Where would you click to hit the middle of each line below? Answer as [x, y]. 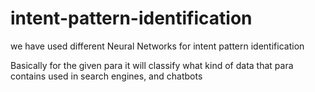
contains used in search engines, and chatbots [106, 76]
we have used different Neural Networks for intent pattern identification [157, 46]
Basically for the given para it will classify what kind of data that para [152, 65]
